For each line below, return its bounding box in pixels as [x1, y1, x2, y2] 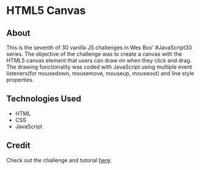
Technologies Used [6, 93, 81, 104]
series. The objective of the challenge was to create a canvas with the [6, 50, 182, 58]
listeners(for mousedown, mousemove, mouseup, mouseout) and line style [6, 70, 195, 76]
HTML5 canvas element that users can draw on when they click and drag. [6, 57, 192, 64]
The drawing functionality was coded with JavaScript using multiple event [6, 63, 193, 70]
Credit [6, 140, 30, 151]
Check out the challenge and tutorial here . [6, 156, 112, 164]
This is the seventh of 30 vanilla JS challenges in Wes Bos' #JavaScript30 [6, 44, 192, 51]
